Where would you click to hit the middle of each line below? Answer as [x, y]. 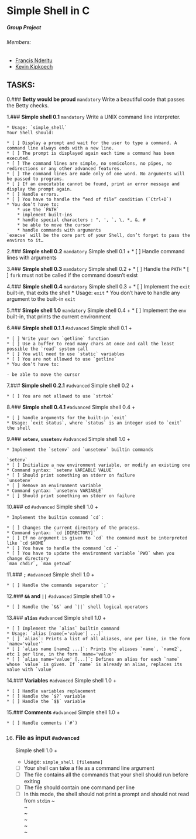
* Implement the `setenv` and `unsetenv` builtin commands [80, 450]
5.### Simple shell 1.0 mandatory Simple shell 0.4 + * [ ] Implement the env [97, 310]
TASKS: [21, 85]
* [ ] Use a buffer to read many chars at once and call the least [91, 344]
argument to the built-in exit [41, 299]
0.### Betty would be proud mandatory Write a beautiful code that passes [96, 99]
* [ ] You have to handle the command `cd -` [63, 548]
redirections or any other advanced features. [64, 168]
